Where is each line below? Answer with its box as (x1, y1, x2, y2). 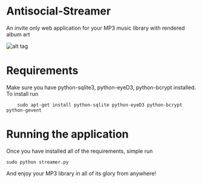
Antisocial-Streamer (6, 4, 111, 18)
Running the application (6, 127, 129, 141)
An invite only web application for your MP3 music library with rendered (6, 24, 185, 32)
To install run (6, 90, 39, 98)
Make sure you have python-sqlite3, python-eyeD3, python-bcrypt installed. (6, 84, 197, 91)
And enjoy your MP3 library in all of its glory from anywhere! (6, 170, 156, 177)
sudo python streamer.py (6, 159, 69, 165)
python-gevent (6, 107, 42, 113)
